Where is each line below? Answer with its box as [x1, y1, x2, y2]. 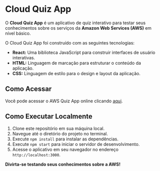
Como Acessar [5, 85, 52, 93]
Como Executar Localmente [5, 112, 93, 121]
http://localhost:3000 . [12, 152, 61, 158]
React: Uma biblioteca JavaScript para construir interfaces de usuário [12, 49, 156, 55]
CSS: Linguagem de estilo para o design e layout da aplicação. [12, 70, 141, 76]
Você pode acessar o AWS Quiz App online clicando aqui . [5, 98, 123, 104]
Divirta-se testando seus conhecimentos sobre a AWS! [5, 161, 121, 167]
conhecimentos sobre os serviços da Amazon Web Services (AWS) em [5, 25, 152, 31]
